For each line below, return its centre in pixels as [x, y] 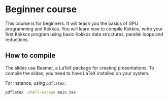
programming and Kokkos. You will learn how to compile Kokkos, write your [84, 28]
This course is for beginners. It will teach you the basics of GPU [72, 23]
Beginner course [41, 9]
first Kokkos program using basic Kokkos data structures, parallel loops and [84, 34]
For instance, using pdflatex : [36, 83]
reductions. [17, 40]
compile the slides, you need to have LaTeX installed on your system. [77, 73]
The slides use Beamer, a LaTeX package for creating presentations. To [80, 68]
